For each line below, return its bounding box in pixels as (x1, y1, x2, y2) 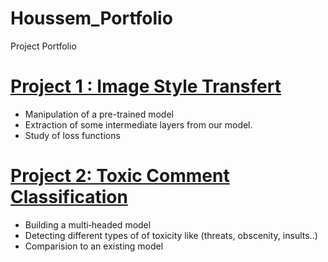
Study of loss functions (24, 129, 121, 141)
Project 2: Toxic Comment (10, 165, 230, 187)
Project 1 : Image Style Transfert (10, 75, 282, 98)
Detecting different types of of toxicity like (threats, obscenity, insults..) (24, 229, 318, 241)
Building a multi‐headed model (24, 218, 152, 231)
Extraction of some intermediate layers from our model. (24, 118, 253, 131)
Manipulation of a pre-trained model (24, 108, 174, 120)
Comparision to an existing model (24, 240, 164, 252)
